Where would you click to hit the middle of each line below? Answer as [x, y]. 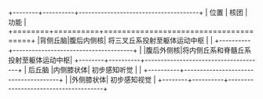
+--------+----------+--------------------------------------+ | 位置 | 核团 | [128, 12]
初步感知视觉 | [133, 79]
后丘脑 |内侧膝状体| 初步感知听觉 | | [85, 70]
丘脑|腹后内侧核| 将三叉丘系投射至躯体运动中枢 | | [133, 40]
